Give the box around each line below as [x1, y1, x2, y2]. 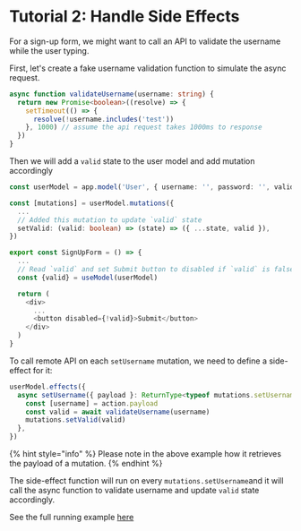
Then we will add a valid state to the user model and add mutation [9, 156, 255, 167]
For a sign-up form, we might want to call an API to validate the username [9, 36, 281, 47]
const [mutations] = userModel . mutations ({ [9, 199, 175, 208]
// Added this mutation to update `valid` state [17, 215, 202, 225]
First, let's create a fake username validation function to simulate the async [9, 63, 287, 73]
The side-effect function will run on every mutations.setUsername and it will [9, 475, 284, 486]
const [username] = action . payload [25, 398, 159, 408]
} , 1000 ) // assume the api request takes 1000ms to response [25, 123, 262, 132]
